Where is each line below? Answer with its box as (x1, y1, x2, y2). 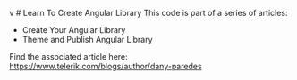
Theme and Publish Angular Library (21, 35, 154, 44)
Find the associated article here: (9, 52, 128, 61)
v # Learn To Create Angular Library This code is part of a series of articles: (9, 8, 288, 18)
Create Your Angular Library (21, 25, 126, 35)
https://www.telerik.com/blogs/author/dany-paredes (9, 61, 203, 71)
